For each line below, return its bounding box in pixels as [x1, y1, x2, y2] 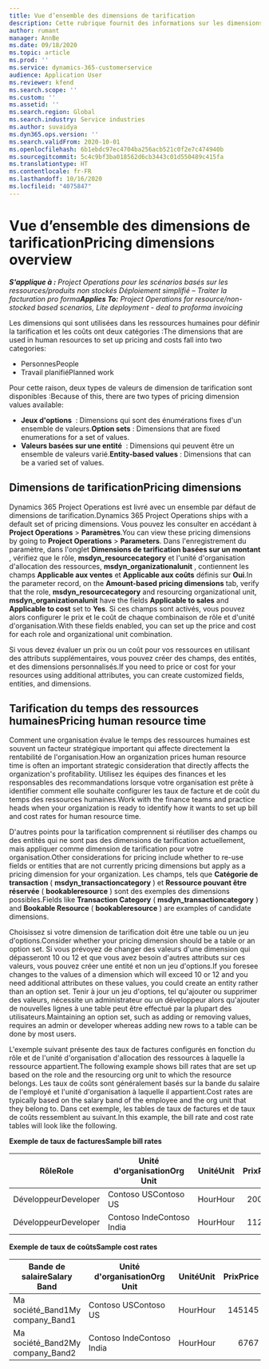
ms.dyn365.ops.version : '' [9, 130, 99, 138]
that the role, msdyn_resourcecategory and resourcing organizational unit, [9, 587, 258, 596]
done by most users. [9, 1029, 77, 1039]
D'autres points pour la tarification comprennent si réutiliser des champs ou [9, 827, 258, 837]
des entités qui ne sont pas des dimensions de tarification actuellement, [9, 836, 246, 845]
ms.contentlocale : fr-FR [9, 168, 92, 176]
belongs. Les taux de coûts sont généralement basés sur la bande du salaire [9, 1078, 260, 1088]
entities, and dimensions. [9, 679, 92, 688]
